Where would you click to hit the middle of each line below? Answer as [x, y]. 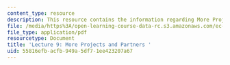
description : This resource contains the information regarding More [108, 20]
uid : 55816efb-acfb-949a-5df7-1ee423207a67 [70, 51]
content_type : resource [41, 13]
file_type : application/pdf [47, 32]
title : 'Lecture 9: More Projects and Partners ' [79, 45]
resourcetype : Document [41, 39]
